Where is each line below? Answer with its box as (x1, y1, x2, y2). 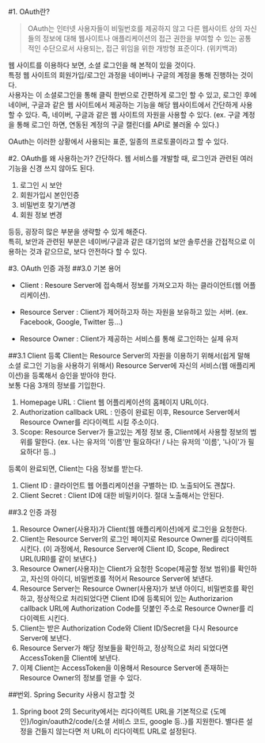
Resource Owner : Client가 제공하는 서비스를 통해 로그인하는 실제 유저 (19, 334, 239, 343)
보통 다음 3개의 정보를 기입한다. (8, 381, 105, 390)
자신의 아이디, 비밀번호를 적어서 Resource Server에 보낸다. (30, 574, 214, 583)
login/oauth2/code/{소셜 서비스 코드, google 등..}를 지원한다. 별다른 (31, 717, 245, 726)
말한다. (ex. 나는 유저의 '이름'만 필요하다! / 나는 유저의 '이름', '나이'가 (34, 437, 247, 446)
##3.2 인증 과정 (8, 507, 58, 517)
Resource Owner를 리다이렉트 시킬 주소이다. (19, 417, 160, 427)
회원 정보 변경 (19, 210, 62, 220)
